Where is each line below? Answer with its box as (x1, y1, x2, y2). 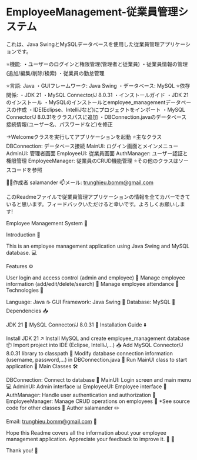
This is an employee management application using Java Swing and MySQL (6, 242, 190, 249)
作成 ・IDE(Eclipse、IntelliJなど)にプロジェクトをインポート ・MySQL (16, 106, 185, 113)
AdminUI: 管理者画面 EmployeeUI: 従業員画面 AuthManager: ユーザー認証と (6, 149, 188, 156)
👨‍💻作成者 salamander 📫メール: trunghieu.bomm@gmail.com (6, 179, 154, 186)
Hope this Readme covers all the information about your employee (6, 429, 166, 436)
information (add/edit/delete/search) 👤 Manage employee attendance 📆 (6, 280, 179, 287)
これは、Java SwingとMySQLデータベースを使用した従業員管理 (6, 41, 160, 48)
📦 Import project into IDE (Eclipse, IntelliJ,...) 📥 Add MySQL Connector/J (6, 341, 183, 348)
